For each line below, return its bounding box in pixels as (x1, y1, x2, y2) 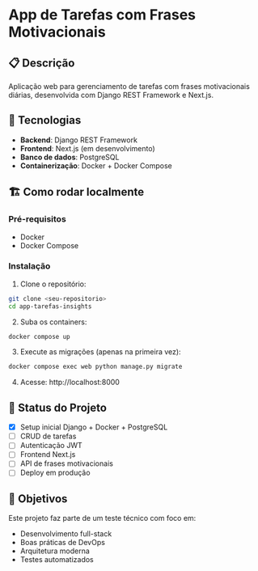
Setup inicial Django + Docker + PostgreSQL (19, 422, 168, 432)
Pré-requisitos (8, 214, 66, 225)
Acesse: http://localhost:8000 (19, 378, 120, 387)
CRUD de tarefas (19, 431, 77, 442)
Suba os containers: (19, 317, 87, 327)
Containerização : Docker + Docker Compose (19, 160, 172, 171)
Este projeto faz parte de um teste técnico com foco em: (8, 514, 197, 523)
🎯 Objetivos (8, 492, 68, 505)
